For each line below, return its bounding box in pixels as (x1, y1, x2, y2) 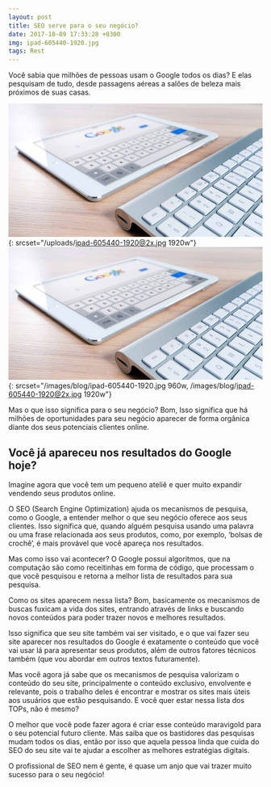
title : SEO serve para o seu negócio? (8, 21, 139, 30)
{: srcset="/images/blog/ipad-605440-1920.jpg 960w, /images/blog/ (8, 381, 237, 391)
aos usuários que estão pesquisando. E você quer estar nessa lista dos (8, 696, 244, 705)
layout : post (8, 13, 52, 21)
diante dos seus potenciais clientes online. (8, 423, 149, 432)
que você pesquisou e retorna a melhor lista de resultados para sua (8, 571, 233, 581)
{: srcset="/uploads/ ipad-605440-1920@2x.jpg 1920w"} (8, 238, 197, 247)
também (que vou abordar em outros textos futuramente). (8, 654, 200, 664)
